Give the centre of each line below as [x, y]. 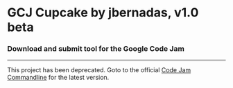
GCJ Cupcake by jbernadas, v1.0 [103, 13]
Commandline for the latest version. [58, 78]
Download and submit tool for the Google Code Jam [96, 49]
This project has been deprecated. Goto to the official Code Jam [99, 70]
